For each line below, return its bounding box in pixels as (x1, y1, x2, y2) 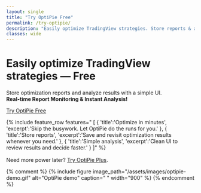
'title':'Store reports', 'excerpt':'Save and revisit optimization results (6, 131, 172, 139)
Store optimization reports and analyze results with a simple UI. (6, 89, 162, 96)
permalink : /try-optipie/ (6, 20, 71, 26)
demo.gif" (6, 174, 31, 182)
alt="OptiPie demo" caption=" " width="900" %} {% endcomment (32, 174, 194, 182)
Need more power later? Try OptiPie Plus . (6, 157, 108, 164)
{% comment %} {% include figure (6, 168, 92, 175)
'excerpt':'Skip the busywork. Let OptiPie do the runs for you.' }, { (6, 125, 167, 132)
